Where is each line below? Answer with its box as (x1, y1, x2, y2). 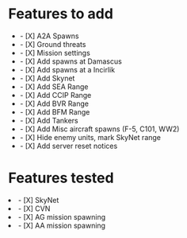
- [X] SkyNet (18, 195, 59, 205)
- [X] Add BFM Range (19, 107, 90, 116)
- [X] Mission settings (19, 48, 91, 57)
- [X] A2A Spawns (19, 31, 79, 41)
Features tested (8, 169, 114, 187)
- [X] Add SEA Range (19, 81, 89, 92)
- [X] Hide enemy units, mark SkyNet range (19, 132, 161, 142)
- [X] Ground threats (19, 39, 86, 49)
